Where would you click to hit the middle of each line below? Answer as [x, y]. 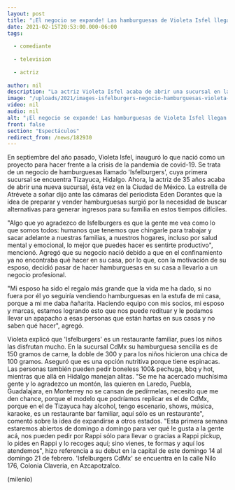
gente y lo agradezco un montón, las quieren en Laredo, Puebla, [100, 384]
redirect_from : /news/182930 [50, 137]
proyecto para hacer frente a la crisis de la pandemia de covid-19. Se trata [114, 164]
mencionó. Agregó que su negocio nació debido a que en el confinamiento [115, 253]
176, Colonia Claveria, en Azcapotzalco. [64, 465]
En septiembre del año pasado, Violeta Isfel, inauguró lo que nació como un [116, 157]
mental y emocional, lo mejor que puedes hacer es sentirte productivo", [110, 245]
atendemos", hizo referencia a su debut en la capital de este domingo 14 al [115, 451]
